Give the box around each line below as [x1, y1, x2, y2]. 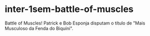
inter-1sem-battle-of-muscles [5, 3, 134, 15]
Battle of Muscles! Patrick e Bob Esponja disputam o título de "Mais [5, 20, 145, 26]
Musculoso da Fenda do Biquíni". [5, 25, 73, 31]
